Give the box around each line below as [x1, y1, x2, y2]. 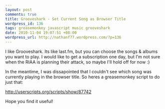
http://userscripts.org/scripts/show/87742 [5, 89, 92, 95]
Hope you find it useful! [5, 98, 53, 104]
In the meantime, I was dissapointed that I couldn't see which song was [5, 68, 152, 74]
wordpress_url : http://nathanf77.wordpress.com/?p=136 [5, 35, 122, 40]
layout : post [5, 7, 32, 12]
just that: [5, 79, 23, 85]
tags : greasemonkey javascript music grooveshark [5, 26, 111, 31]
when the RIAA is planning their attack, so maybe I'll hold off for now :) [5, 59, 150, 65]
